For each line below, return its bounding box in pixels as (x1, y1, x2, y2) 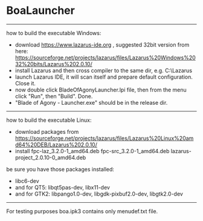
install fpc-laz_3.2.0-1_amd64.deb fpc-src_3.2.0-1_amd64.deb (14, 147, 170, 154)
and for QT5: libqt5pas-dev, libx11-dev (14, 183, 111, 191)
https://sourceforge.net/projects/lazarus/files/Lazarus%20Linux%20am (14, 134, 194, 142)
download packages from (14, 128, 79, 135)
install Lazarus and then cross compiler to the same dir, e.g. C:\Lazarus (14, 67, 192, 74)
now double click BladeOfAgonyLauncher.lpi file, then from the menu (14, 86, 187, 93)
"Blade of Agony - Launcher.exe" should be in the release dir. (14, 99, 168, 106)
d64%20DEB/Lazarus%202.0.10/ (14, 140, 98, 148)
